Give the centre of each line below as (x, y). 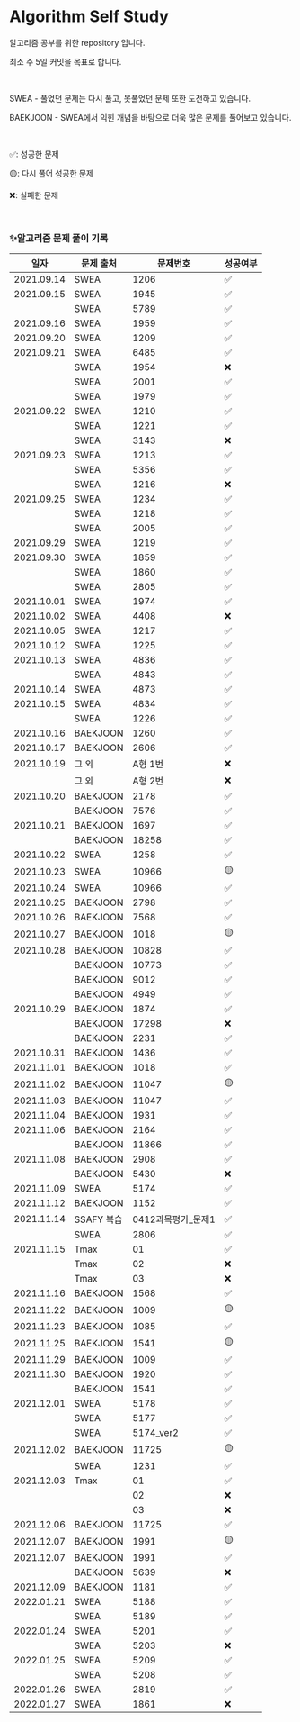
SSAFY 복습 (98, 1219)
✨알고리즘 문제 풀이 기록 (59, 238)
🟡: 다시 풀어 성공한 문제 (52, 173)
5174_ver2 (156, 1433)
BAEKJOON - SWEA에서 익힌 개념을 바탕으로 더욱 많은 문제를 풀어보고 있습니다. (150, 117)
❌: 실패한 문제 (34, 195)
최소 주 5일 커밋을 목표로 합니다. (66, 61)
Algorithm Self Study (89, 17)
